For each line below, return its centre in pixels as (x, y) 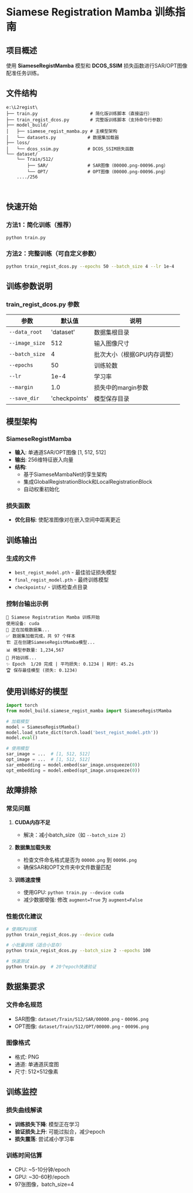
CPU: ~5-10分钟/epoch (42, 1169)
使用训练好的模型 (37, 691)
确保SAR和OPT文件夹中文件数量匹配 (67, 867)
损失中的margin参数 (121, 388)
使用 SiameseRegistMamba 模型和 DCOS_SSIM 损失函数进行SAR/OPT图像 (97, 66)
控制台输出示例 (27, 603)
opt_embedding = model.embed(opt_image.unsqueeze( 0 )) (73, 770)
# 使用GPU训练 (21, 929)
